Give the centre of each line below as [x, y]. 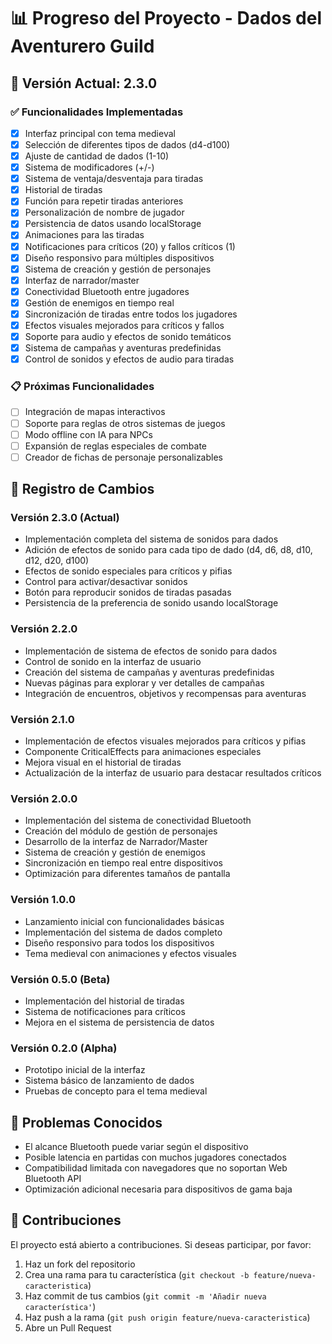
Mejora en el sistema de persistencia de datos [119, 1022]
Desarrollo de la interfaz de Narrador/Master [116, 842]
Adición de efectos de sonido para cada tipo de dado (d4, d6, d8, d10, [168, 550]
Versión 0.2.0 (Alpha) [64, 1048]
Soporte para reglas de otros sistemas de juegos [125, 423]
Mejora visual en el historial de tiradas [103, 762]
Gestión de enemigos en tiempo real [99, 302]
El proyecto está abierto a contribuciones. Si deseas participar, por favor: [161, 1244]
